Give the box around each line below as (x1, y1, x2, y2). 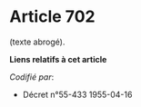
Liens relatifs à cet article (9, 53, 107, 64)
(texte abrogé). (9, 36, 65, 47)
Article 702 (9, 6, 96, 27)
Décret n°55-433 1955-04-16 (22, 89, 133, 100)
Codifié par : (9, 71, 55, 83)
